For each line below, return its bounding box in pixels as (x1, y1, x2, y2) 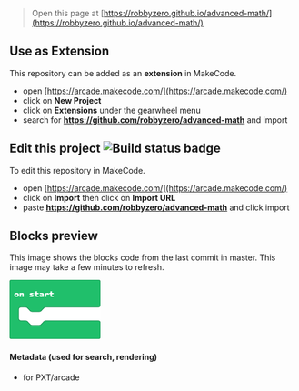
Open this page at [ (31, 8, 105, 18)
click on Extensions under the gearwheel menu (22, 105, 202, 115)
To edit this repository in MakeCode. (9, 165, 145, 175)
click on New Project (22, 95, 102, 105)
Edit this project (9, 141, 101, 156)
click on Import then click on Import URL (22, 192, 176, 203)
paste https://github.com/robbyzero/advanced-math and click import (22, 202, 290, 213)
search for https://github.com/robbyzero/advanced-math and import (22, 114, 288, 125)
